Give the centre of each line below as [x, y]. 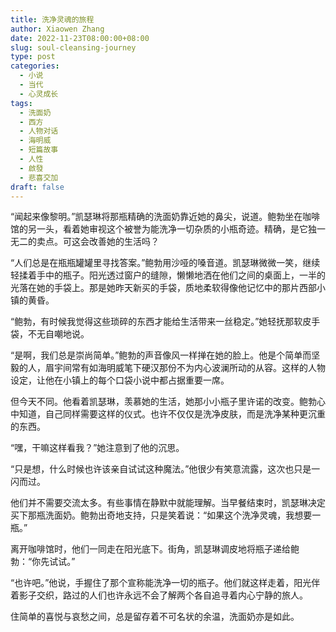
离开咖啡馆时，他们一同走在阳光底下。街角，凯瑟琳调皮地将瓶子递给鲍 [155, 549]
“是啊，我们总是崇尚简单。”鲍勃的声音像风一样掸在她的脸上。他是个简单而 [161, 355]
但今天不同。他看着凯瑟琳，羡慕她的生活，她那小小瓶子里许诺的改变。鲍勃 [163, 402]
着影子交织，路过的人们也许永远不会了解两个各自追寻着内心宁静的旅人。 [159, 595]
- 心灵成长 [39, 94]
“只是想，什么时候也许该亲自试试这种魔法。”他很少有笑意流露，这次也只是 [161, 469]
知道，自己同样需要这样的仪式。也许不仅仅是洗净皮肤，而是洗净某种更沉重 [172, 414]
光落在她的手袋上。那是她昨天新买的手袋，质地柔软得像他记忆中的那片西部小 [168, 288]
